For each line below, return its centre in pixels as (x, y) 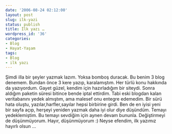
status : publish (23, 24)
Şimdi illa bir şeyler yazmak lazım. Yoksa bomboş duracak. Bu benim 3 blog (85, 77)
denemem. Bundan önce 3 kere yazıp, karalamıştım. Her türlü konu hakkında (86, 83)
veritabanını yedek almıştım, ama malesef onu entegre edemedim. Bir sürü (84, 99)
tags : (11, 53)
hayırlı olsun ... (21, 126)
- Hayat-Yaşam (21, 48)
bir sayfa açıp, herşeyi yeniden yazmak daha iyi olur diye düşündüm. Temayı (86, 110)
